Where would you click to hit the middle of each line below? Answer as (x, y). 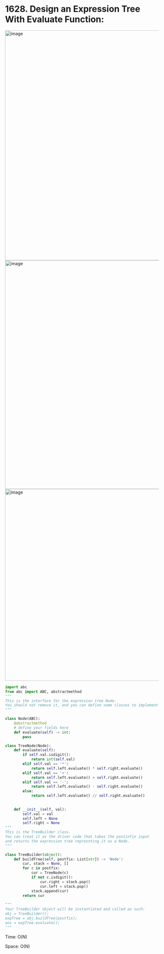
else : (28, 791)
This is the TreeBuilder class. (38, 832)
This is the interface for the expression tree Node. (61, 701)
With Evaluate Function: (54, 19)
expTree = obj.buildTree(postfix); (41, 918)
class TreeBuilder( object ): (34, 855)
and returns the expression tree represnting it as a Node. (68, 841)
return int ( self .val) (53, 759)
